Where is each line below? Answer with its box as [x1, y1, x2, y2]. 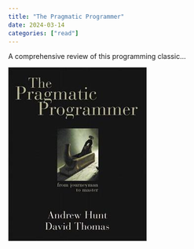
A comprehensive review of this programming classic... [8, 52, 186, 61]
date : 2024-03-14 [8, 20, 65, 29]
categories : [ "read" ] [8, 29, 79, 37]
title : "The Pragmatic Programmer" [8, 13, 125, 20]
